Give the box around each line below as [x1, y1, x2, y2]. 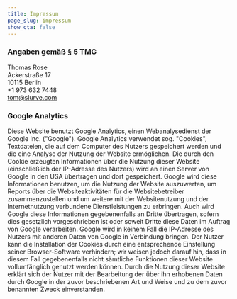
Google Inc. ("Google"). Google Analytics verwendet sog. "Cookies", [7, 134, 207, 142]
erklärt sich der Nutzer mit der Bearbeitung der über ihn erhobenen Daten [7, 270, 224, 278]
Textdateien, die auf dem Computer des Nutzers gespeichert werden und [7, 142, 221, 150]
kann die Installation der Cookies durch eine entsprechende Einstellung [7, 239, 216, 248]
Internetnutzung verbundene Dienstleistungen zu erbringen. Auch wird [7, 202, 214, 210]
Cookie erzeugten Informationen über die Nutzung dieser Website [7, 157, 200, 165]
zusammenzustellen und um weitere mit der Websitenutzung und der [7, 194, 209, 203]
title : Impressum [7, 10, 59, 18]
